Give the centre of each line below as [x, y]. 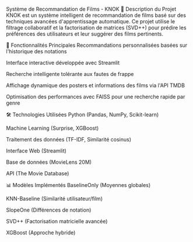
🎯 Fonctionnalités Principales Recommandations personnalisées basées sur [97, 45]
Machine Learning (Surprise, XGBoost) [52, 128]
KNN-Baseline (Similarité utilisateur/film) [55, 198]
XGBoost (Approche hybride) [41, 233]
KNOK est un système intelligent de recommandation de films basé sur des [96, 15]
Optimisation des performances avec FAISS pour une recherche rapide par [96, 97]
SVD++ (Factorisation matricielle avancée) [57, 221]
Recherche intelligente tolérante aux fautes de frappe [70, 74]
